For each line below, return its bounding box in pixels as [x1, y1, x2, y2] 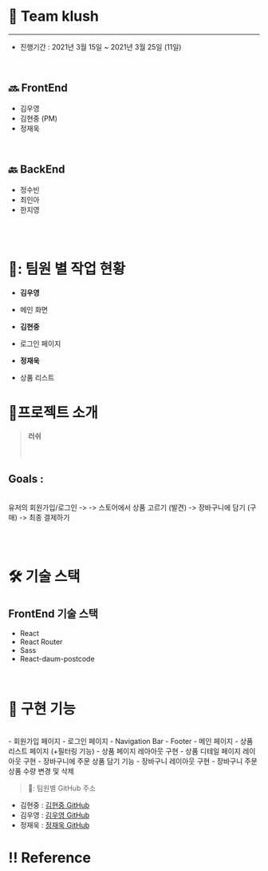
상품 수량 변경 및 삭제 [8, 766, 74, 776]
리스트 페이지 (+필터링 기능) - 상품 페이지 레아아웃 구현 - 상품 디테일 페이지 [8, 746, 242, 756]
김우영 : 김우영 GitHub [19, 810, 90, 820]
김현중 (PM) [19, 113, 58, 123]
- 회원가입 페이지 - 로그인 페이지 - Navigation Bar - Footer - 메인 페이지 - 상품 [8, 737, 254, 746]
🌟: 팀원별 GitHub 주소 [27, 783, 96, 793]
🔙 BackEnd [8, 163, 65, 177]
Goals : [8, 471, 44, 486]
